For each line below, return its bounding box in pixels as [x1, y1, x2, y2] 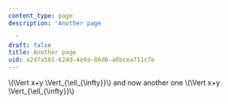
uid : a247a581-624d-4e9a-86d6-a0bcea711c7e [8, 56, 155, 64]
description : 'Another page [8, 19, 102, 27]
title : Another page [8, 49, 77, 57]
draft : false [8, 41, 52, 49]
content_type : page [8, 11, 73, 20]
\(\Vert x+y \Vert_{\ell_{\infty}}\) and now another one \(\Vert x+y [8, 78, 221, 87]
